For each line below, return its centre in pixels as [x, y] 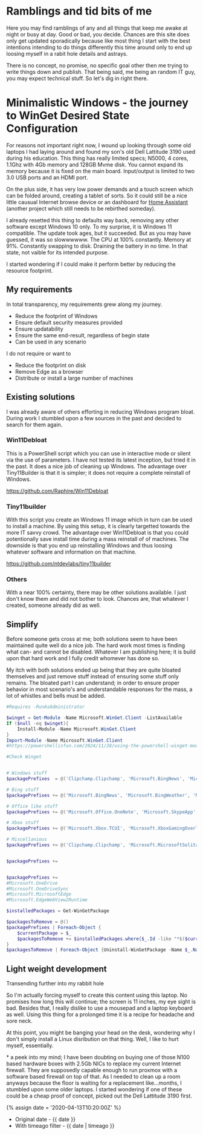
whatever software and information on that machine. [72, 552]
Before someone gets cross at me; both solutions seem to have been [92, 639]
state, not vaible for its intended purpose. [57, 252]
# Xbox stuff [23, 823]
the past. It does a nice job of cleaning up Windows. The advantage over [97, 466]
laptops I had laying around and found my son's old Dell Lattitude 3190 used [101, 151]
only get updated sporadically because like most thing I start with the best [98, 41]
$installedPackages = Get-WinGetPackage [58, 911]
